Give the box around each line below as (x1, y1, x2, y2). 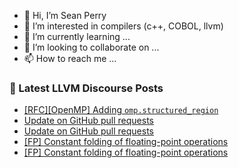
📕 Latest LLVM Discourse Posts (9, 81, 164, 95)
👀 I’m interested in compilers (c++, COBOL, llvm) (23, 20, 224, 32)
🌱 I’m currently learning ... (23, 31, 131, 42)
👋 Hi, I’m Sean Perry (23, 10, 107, 21)
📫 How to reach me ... (23, 53, 117, 64)
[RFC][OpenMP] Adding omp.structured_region (23, 104, 219, 116)
